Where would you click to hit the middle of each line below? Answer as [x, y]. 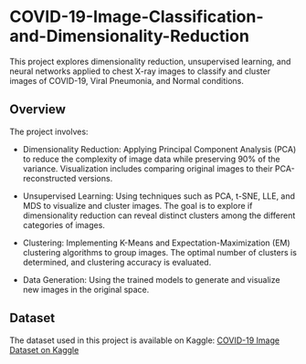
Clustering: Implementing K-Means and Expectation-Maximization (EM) [156, 243]
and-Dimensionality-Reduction [129, 36]
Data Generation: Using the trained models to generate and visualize [151, 279]
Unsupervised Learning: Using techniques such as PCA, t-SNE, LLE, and [158, 196]
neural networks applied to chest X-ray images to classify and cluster [140, 71]
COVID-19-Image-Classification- [137, 17]
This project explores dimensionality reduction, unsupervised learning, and [150, 61]
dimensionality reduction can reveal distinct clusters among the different [159, 215]
